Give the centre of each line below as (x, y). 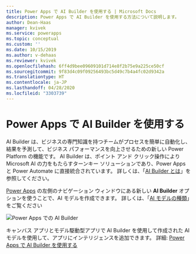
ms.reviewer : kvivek (31, 60)
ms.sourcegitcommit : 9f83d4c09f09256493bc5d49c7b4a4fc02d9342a (85, 72)
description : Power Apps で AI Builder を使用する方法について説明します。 (93, 17)
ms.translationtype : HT (35, 77)
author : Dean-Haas (29, 22)
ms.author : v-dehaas (31, 55)
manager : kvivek (26, 28)
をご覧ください (24, 205)
